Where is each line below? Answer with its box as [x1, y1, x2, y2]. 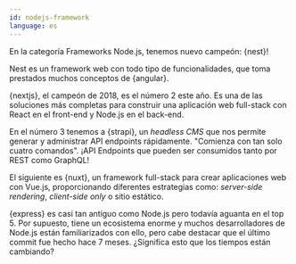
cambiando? [9, 246, 55, 257]
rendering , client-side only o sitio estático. [9, 191, 164, 202]
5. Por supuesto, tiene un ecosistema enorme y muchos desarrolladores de [9, 218, 285, 228]
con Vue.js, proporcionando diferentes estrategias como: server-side [9, 181, 263, 192]
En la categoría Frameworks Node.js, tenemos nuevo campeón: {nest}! [9, 45, 269, 56]
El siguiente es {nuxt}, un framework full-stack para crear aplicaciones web [9, 171, 287, 183]
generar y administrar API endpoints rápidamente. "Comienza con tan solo [9, 136, 283, 146]
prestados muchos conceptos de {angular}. [9, 72, 169, 83]
